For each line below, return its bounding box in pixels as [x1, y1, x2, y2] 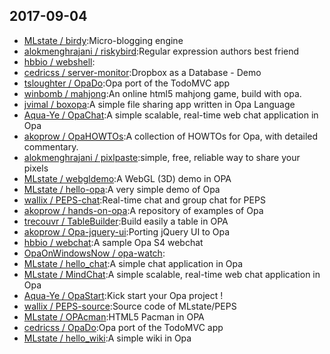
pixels [23, 162, 49, 174]
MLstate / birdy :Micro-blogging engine [23, 34, 184, 46]
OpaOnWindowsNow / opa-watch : [23, 247, 166, 259]
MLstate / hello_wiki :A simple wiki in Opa [23, 332, 192, 344]
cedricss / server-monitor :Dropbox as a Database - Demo [23, 66, 262, 78]
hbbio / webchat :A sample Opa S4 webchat [23, 236, 204, 248]
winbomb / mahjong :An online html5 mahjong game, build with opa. [23, 87, 302, 99]
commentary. [23, 140, 79, 153]
